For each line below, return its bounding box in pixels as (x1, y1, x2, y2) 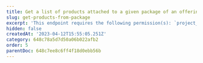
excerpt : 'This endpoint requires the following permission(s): (6, 20, 172, 26)
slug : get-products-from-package (6, 14, 91, 20)
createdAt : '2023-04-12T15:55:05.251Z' (6, 31, 107, 37)
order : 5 (6, 43, 28, 49)
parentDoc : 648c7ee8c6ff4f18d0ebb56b (6, 48, 101, 54)
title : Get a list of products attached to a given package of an (6, 8, 177, 15)
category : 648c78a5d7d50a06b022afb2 (6, 37, 98, 43)
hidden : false (6, 25, 42, 32)
